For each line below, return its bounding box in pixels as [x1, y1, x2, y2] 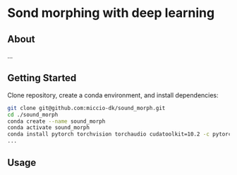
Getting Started [7, 72, 77, 84]
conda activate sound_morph [7, 124, 90, 131]
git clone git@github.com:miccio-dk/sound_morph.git [7, 104, 166, 111]
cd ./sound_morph [7, 111, 59, 118]
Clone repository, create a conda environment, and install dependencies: [7, 90, 219, 99]
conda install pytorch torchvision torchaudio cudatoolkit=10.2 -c [7, 131, 210, 138]
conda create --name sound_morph [7, 118, 106, 125]
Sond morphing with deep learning [7, 5, 215, 21]
